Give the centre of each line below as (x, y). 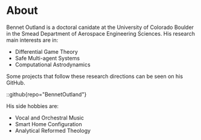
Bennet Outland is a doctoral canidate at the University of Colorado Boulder (100, 27)
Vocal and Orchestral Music (49, 118)
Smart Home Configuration (49, 124)
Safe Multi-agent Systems (47, 58)
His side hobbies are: (33, 106)
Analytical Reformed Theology (53, 130)
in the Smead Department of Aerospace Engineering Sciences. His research (101, 33)
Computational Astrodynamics (53, 65)
